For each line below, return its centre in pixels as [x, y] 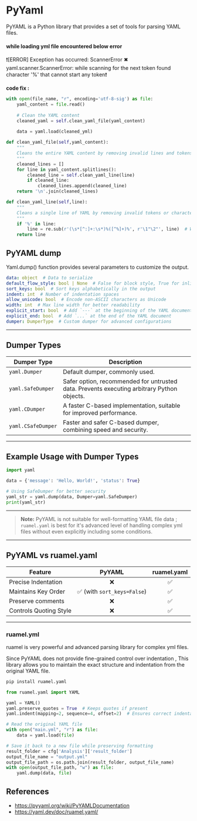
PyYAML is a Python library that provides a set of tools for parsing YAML [93, 26]
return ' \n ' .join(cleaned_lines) [57, 191]
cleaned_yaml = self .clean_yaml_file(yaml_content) [81, 121]
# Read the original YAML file [44, 724]
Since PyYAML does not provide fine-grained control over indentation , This [97, 658]
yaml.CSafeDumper [33, 426]
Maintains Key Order [37, 592]
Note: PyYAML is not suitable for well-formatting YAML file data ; [99, 519]
